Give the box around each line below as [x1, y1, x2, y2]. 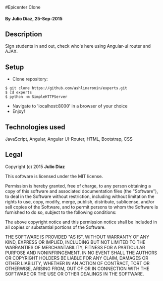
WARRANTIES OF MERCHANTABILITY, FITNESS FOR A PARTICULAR [5, 244, 145, 250]
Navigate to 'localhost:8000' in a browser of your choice [12, 103, 128, 109]
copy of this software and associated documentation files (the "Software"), [5, 188, 159, 194]
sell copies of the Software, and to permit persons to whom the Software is [5, 204, 159, 210]
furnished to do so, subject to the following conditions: [5, 209, 116, 215]
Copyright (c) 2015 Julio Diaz [5, 164, 65, 170]
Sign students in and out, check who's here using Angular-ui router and [5, 43, 151, 49]
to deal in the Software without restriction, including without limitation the [5, 193, 155, 199]
